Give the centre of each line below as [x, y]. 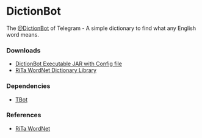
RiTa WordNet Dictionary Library [56, 70]
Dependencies [28, 86]
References [24, 115]
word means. [23, 34]
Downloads [23, 50]
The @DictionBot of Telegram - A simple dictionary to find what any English [101, 28]
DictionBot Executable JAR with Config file [68, 64]
